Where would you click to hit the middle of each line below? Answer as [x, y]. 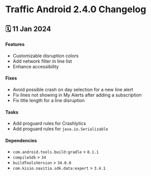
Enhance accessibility [36, 66]
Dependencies [21, 140]
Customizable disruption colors [46, 56]
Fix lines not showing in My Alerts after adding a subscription [77, 95]
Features [15, 44]
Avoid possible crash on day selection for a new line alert [73, 89]
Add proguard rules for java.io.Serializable [60, 129]
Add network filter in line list [42, 61]
